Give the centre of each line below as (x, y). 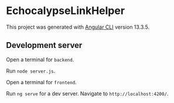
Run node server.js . (31, 71)
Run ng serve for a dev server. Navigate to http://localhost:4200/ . (87, 93)
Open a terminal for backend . (40, 59)
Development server (44, 45)
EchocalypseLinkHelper (65, 11)
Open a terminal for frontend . (42, 82)
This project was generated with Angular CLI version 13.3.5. (78, 27)
